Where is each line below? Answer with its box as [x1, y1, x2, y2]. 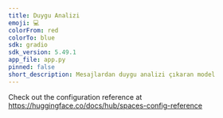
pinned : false [8, 63, 56, 71]
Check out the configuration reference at [8, 92, 143, 101]
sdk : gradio [8, 41, 48, 49]
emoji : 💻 [8, 19, 40, 27]
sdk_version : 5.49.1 [8, 48, 77, 56]
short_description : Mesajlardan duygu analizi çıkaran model [8, 70, 216, 78]
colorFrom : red [8, 26, 59, 34]
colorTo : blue [8, 33, 56, 42]
